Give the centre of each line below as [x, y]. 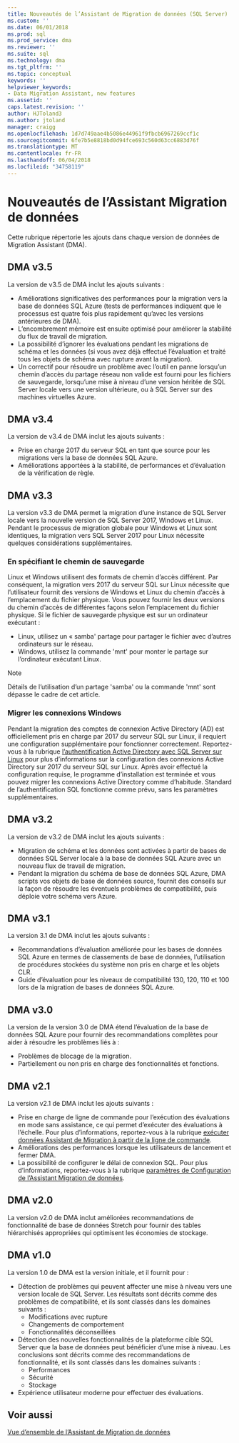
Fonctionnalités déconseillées [72, 1332]
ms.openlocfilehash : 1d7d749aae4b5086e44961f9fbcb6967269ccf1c [103, 134]
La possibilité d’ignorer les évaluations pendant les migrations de [113, 344]
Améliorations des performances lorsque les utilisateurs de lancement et [124, 1147]
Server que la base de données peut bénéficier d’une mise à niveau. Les [124, 1347]
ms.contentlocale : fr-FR [44, 154]
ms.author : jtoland [36, 120]
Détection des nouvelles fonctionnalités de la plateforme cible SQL [116, 1339]
